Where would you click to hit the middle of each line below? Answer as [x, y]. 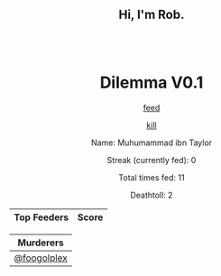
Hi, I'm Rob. [152, 15]
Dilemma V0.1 [152, 83]
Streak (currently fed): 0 [152, 160]
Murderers [41, 243]
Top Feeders [41, 217]
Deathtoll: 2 [152, 195]
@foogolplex [41, 258]
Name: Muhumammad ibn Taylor [152, 143]
